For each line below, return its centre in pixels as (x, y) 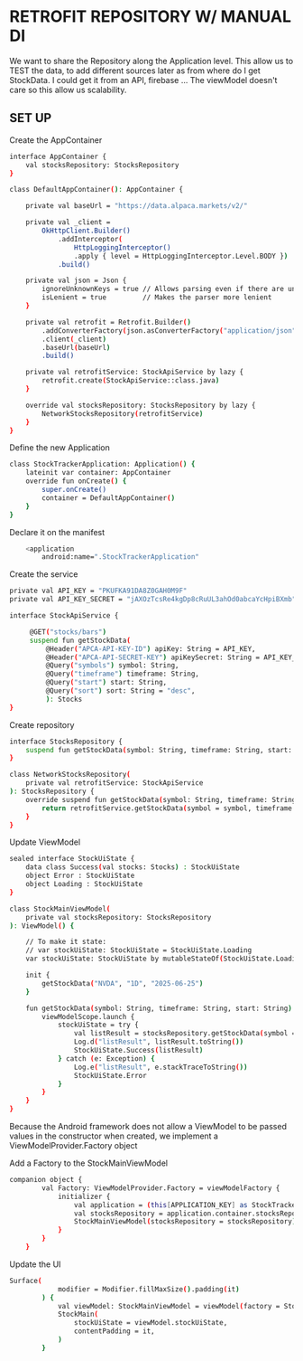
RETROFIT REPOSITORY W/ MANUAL (150, 17)
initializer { (84, 1196)
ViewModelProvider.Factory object (73, 1145)
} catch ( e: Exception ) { (106, 1059)
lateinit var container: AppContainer (98, 473)
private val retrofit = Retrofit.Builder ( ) (109, 322)
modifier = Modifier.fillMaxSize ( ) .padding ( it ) (149, 1289)
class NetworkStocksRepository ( (70, 775)
